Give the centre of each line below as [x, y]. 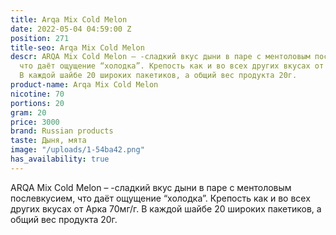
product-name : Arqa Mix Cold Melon [84, 85]
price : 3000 [35, 122]
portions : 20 [37, 103]
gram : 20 [28, 112]
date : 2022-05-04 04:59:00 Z [71, 29]
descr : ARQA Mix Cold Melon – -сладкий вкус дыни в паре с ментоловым [160, 57]
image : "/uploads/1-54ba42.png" [77, 150]
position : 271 [40, 38]
